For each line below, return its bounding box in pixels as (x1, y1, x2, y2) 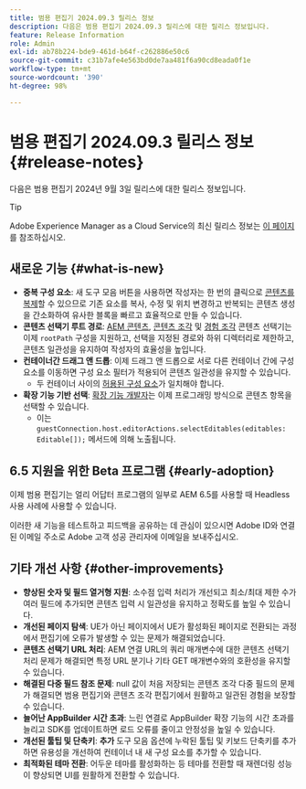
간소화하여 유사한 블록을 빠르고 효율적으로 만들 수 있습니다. (32, 310, 243, 321)
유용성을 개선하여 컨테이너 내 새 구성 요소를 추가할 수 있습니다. (39, 747, 262, 757)
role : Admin (9, 38, 55, 48)
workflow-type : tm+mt (9, 65, 92, 74)
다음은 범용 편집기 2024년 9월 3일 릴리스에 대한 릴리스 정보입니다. (9, 183, 247, 194)
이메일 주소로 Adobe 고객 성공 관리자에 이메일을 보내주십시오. (18, 531, 239, 542)
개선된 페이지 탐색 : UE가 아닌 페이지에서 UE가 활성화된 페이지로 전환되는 (22, 621, 280, 632)
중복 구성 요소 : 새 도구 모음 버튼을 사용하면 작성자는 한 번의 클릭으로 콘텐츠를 (22, 287, 295, 298)
